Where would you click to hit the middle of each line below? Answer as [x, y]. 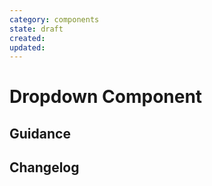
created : [27, 38]
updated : [27, 47]
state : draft [36, 29]
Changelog [44, 167]
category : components [54, 19]
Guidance [40, 133]
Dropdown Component [106, 97]
